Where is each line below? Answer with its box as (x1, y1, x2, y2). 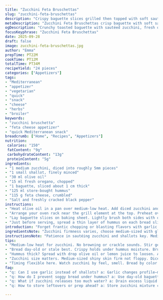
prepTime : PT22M (5, 52, 38, 57)
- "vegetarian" (5, 89, 36, 94)
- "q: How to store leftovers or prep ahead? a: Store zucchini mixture (5, 283, 155, 288)
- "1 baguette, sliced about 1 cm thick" (5, 184, 90, 188)
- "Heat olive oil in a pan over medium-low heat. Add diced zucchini (5, 206, 151, 211)
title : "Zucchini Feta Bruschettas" (5, 7, 79, 12)
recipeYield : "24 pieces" (5, 66, 57, 71)
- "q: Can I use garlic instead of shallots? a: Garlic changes (5, 270, 138, 275)
